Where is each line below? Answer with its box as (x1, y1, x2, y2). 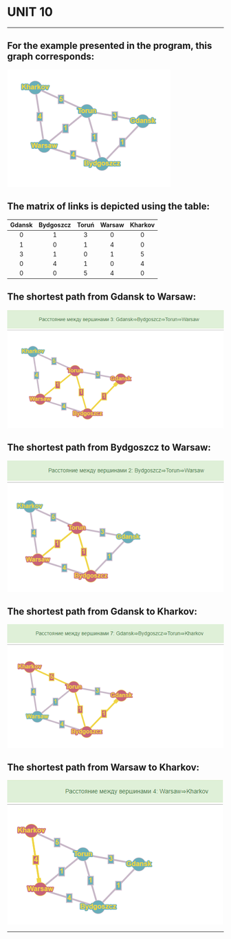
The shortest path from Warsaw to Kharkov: (7, 761, 200, 773)
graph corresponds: (7, 51, 95, 63)
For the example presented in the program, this (7, 40, 212, 52)
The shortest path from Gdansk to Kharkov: (7, 606, 198, 617)
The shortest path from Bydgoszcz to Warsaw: (7, 442, 211, 453)
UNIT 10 (7, 4, 53, 20)
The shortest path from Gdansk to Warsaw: (7, 291, 197, 303)
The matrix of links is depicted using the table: (7, 200, 210, 212)
